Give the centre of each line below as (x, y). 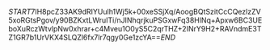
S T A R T (20, 12)
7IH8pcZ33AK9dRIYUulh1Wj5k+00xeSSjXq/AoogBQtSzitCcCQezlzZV (146, 12)
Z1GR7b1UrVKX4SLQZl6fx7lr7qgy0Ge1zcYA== (85, 37)
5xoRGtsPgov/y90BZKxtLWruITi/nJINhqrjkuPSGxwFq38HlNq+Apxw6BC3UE (135, 20)
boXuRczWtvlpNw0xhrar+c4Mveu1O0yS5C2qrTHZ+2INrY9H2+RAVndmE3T (135, 29)
